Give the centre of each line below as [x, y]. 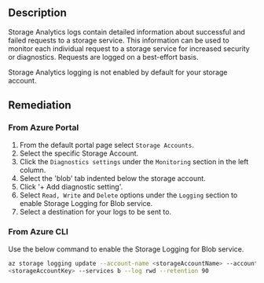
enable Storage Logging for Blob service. [86, 203]
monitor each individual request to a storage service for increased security [129, 48]
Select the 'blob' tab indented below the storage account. [112, 178]
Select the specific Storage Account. [79, 153]
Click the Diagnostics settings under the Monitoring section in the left [134, 161]
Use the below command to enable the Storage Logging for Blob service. [126, 249]
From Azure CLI [38, 232]
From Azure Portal [44, 127]
